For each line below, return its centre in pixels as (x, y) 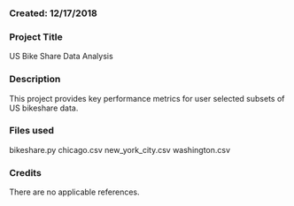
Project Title (36, 36)
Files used (32, 131)
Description (35, 80)
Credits (25, 172)
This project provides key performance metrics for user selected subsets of (147, 98)
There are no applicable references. (74, 192)
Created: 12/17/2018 (53, 13)
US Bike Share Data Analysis (61, 57)
